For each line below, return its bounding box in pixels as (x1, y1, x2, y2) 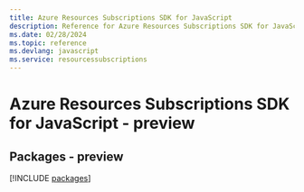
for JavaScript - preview (9, 114, 195, 133)
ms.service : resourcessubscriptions (9, 55, 147, 64)
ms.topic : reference (9, 38, 88, 48)
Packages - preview (9, 149, 124, 164)
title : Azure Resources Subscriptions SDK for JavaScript (9, 13, 233, 23)
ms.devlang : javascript (9, 47, 100, 56)
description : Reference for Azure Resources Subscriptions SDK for (9, 22, 270, 31)
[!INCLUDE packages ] (9, 173, 91, 183)
